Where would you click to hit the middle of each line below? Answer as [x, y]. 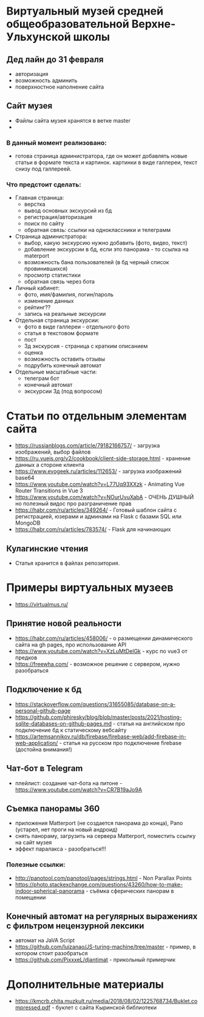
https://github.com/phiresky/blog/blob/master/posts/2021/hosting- [98, 717]
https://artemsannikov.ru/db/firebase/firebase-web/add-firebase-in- [100, 736]
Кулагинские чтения [47, 549]
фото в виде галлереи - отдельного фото [77, 327]
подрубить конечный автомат [63, 366]
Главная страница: [39, 198]
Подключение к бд [44, 689]
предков [26, 658]
